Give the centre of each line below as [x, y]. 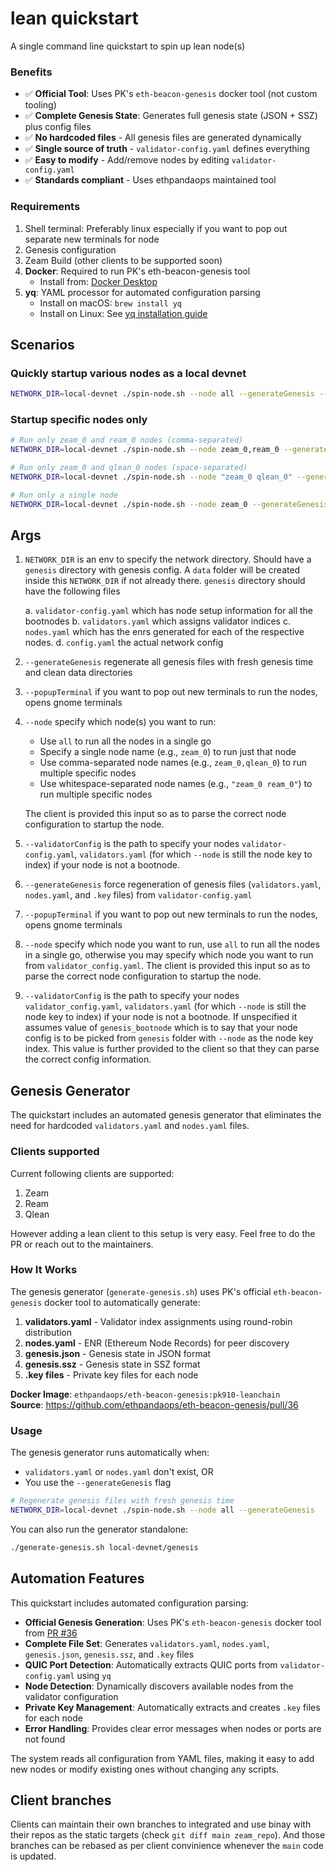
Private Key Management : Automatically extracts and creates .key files [172, 1707]
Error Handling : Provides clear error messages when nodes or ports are [173, 1728]
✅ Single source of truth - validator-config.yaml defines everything [167, 149]
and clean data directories [78, 673]
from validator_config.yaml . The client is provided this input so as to [167, 966]
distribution [48, 1332]
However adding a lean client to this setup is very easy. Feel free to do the [163, 1233]
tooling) [40, 105]
